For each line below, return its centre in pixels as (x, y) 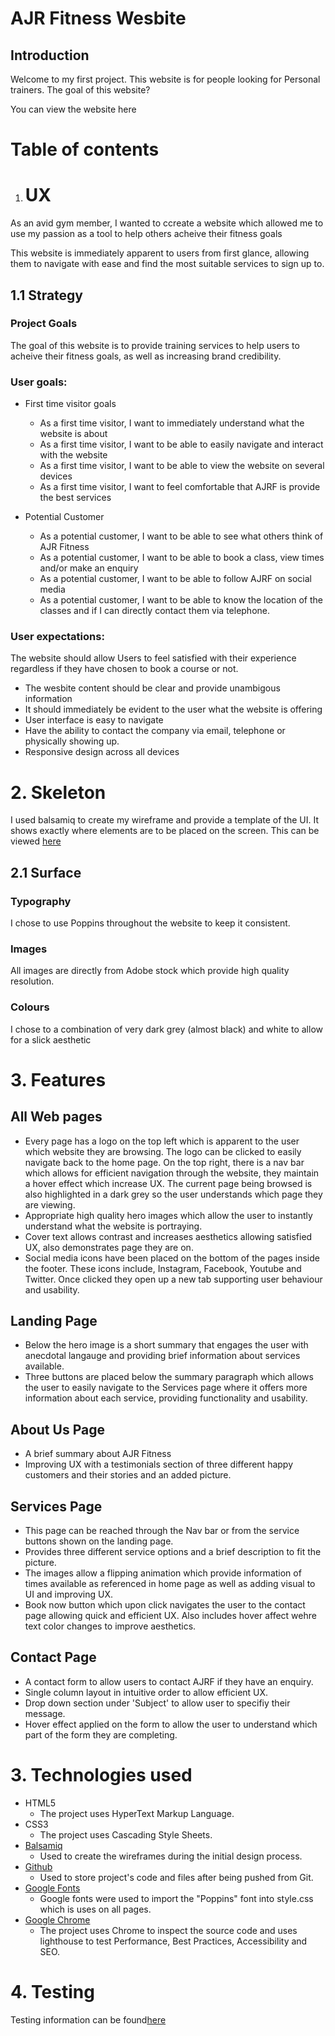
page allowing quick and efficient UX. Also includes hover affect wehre (170, 1616)
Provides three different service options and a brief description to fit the (173, 1552)
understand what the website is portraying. (113, 1226)
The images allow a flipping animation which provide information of (163, 1573)
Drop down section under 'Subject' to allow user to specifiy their (157, 1703)
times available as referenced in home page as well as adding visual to (170, 1584)
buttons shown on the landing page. (99, 1541)
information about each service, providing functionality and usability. (166, 1398)
